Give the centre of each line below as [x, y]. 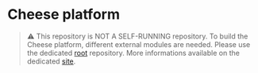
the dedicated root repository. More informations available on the [133, 53]
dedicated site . [51, 61]
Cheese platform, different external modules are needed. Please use [139, 44]
